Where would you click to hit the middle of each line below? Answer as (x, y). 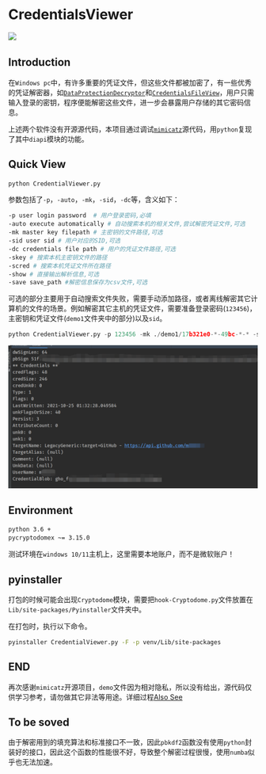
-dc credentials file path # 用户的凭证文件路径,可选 (92, 249)
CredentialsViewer (71, 15)
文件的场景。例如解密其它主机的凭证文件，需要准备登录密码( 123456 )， (143, 309)
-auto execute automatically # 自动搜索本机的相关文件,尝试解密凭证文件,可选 (127, 224)
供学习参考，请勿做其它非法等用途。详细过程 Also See (96, 697)
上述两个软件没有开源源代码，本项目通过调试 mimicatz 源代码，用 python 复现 (130, 129)
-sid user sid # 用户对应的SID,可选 (65, 241)
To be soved (39, 723)
